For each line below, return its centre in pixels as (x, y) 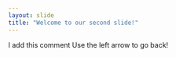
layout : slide (31, 15)
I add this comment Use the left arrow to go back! (88, 45)
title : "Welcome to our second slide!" (73, 23)
